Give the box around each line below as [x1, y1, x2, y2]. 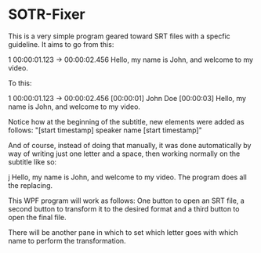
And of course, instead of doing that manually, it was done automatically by [8, 140, 252, 150]
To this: [8, 78, 32, 88]
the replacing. [8, 180, 53, 190]
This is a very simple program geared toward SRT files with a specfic [8, 31, 231, 41]
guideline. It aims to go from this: [8, 39, 114, 49]
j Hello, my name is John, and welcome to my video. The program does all [8, 172, 247, 182]
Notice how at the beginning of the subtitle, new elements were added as [8, 117, 245, 126]
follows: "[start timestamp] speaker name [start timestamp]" [8, 125, 202, 135]
